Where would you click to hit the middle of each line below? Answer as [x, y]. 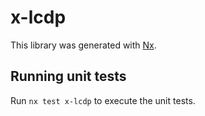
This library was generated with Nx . [83, 45]
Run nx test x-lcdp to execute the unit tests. [103, 100]
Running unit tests [68, 76]
